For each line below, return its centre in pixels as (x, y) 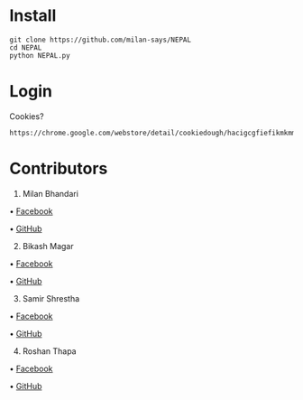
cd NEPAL (26, 47)
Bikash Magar (48, 246)
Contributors (59, 169)
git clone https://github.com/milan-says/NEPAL (101, 40)
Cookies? (27, 116)
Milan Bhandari (50, 193)
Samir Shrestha (51, 298)
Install (33, 16)
